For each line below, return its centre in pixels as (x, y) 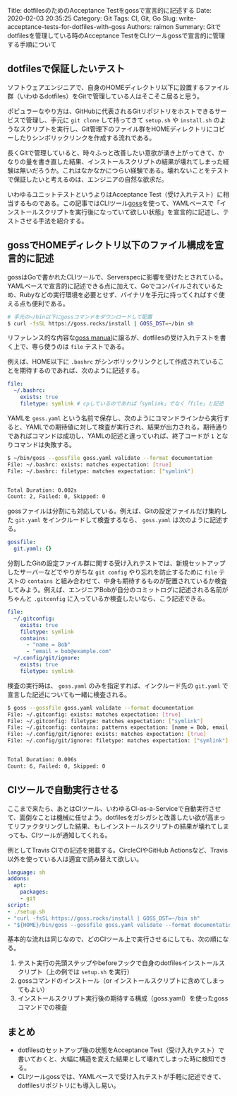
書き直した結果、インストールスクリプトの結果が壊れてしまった (130, 161)
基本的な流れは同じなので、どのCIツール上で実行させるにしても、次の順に (115, 939)
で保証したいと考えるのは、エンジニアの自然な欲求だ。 (87, 179)
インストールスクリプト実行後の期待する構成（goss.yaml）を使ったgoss (123, 998)
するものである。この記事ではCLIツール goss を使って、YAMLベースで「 (117, 203)
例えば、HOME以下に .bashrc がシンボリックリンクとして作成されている (113, 362)
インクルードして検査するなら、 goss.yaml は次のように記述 (135, 520)
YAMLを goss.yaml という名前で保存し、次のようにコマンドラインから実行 (115, 418)
